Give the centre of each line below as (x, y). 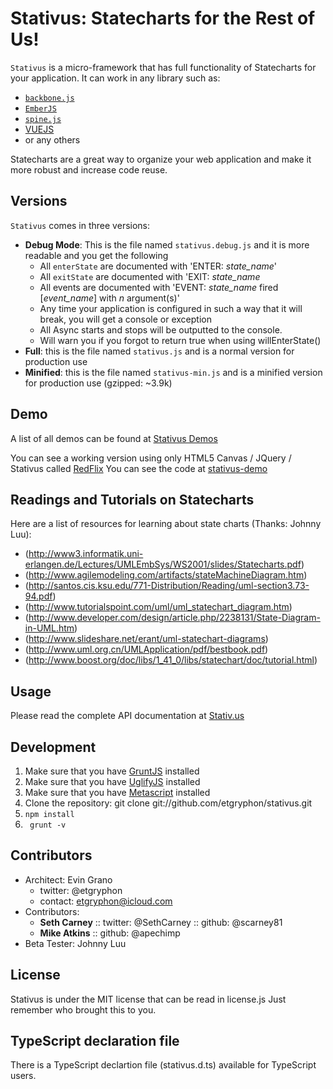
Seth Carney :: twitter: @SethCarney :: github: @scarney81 (161, 922)
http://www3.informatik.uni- (86, 554)
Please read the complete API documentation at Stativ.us (127, 716)
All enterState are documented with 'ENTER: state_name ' (158, 266)
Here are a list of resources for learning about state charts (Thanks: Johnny (166, 524)
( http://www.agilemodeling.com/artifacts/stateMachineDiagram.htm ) (166, 575)
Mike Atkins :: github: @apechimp (110, 933)
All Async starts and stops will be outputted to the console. (161, 329)
